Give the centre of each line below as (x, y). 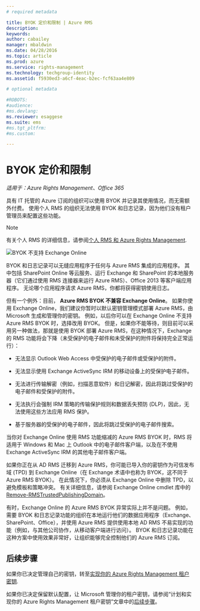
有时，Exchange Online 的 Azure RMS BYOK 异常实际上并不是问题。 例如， (99, 508)
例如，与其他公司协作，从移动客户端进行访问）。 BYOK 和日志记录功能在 (105, 530)
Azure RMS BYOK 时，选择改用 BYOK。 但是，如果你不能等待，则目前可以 (97, 323)
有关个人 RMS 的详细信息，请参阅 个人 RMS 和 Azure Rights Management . (96, 240)
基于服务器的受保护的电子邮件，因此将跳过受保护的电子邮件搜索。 (96, 425)
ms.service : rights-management (45, 67)
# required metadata (32, 12)
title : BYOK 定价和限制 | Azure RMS (50, 22)
